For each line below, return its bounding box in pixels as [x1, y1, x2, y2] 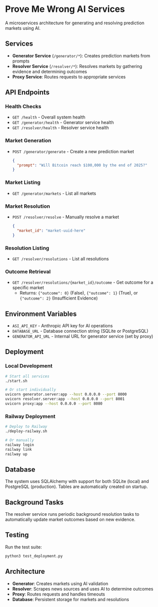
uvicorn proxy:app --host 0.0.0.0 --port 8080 [5, 401, 103, 406]
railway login [5, 442, 35, 447]
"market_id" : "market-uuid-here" [17, 228, 86, 233]
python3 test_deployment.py [5, 553, 63, 558]
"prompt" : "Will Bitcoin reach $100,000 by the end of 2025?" [17, 163, 148, 168]
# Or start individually [5, 387, 56, 392]
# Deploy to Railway [5, 424, 48, 429]
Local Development [5, 363, 53, 369]
